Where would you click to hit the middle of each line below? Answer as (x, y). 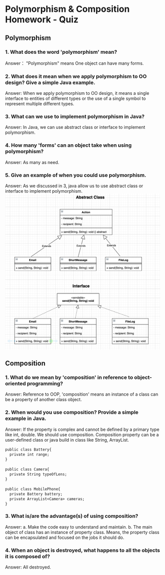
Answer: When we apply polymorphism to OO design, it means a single (77, 93)
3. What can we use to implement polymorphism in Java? (75, 117)
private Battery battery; (36, 494)
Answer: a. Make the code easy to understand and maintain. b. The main (79, 527)
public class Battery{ (28, 450)
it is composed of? (28, 556)
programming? (45, 383)
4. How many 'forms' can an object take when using (68, 145)
